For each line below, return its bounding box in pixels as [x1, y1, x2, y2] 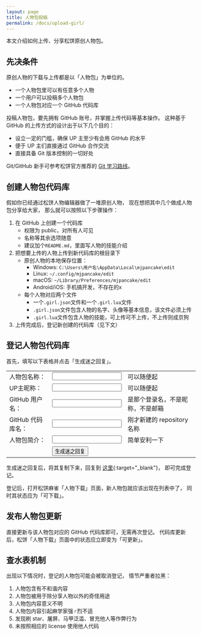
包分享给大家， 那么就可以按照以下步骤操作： [6, 206, 118, 214]
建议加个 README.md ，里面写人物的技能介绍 [23, 242, 128, 249]
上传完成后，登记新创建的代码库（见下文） [14, 321, 121, 328]
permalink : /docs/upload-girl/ [6, 20, 85, 26]
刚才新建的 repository [127, 415, 188, 424]
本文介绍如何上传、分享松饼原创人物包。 [6, 37, 106, 45]
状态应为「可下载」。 [16, 492, 67, 499]
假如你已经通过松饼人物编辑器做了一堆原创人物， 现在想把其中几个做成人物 [6, 199, 192, 206]
